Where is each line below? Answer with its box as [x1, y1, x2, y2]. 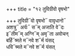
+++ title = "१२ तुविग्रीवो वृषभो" [6, 6, 70, 12]
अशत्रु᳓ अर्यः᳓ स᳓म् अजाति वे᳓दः [6, 24, 64, 30]
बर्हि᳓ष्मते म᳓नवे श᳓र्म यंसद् [6, 37, 54, 44]
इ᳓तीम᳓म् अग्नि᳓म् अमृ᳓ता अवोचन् [6, 30, 69, 37]
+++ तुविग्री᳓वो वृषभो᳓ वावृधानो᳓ [6, 17, 66, 24]
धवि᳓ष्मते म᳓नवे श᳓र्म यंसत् [6, 44, 56, 50]
